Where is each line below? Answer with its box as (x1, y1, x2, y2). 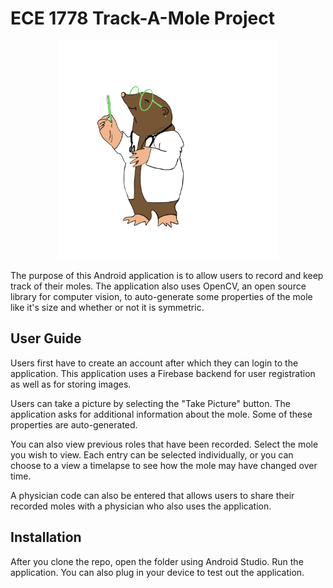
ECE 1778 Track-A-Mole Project (10, 7, 275, 30)
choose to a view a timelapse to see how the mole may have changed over (10, 459, 318, 471)
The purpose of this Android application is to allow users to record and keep (10, 269, 324, 281)
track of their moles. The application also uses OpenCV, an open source (10, 280, 307, 292)
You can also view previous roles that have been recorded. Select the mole (10, 438, 319, 450)
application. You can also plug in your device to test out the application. (10, 566, 305, 578)
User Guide (10, 330, 82, 347)
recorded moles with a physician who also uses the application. (10, 500, 272, 512)
